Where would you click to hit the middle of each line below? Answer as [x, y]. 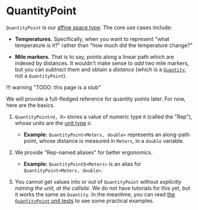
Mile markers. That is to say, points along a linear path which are [94, 57]
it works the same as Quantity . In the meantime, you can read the [95, 194]
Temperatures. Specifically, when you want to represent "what [92, 39]
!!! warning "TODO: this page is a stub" [54, 87]
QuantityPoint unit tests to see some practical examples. [84, 200]
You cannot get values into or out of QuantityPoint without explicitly [98, 181]
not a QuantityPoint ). [41, 76]
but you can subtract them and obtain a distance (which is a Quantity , [100, 69]
